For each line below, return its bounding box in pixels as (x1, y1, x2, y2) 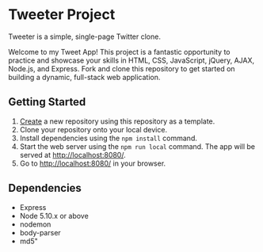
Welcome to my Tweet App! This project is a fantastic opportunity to (8, 47, 231, 56)
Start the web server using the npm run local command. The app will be (19, 141, 256, 151)
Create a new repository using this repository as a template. (19, 116, 215, 126)
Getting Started (8, 95, 86, 109)
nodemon (19, 220, 51, 229)
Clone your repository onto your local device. (19, 124, 168, 134)
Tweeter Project (8, 6, 116, 24)
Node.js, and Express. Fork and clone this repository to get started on (8, 63, 235, 73)
